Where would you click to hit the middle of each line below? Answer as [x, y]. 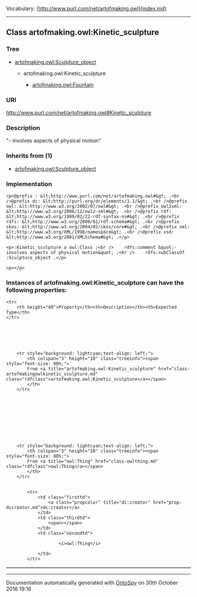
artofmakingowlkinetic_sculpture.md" [52, 374]
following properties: [37, 290]
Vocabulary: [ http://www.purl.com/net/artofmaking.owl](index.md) [86, 9]
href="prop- [167, 502]
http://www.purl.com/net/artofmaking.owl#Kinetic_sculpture [79, 112]
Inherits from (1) [29, 156]
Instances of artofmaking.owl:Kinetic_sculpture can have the [95, 282]
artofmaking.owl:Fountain [63, 85]
